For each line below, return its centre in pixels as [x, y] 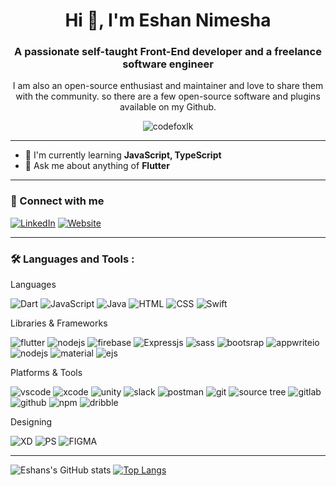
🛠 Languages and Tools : [72, 259]
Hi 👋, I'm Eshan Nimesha [168, 20]
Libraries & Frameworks [59, 323]
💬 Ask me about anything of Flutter [97, 166]
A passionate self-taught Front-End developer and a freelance [168, 52]
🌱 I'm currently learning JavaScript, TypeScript [123, 155]
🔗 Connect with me [57, 201]
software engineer [168, 64]
